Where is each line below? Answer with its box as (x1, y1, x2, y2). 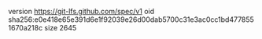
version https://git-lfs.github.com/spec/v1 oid (8, 7, 155, 16)
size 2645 (44, 23, 77, 32)
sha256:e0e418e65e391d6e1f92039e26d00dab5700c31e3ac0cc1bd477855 (8, 15, 254, 24)
